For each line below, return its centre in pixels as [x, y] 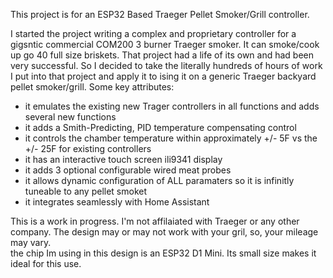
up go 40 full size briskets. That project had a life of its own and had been [162, 55]
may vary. [31, 242]
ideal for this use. [46, 263]
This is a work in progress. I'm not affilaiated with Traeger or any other [155, 221]
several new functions [70, 117]
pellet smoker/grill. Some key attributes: [92, 87]
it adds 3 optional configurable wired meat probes [128, 170]
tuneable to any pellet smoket [86, 191]
